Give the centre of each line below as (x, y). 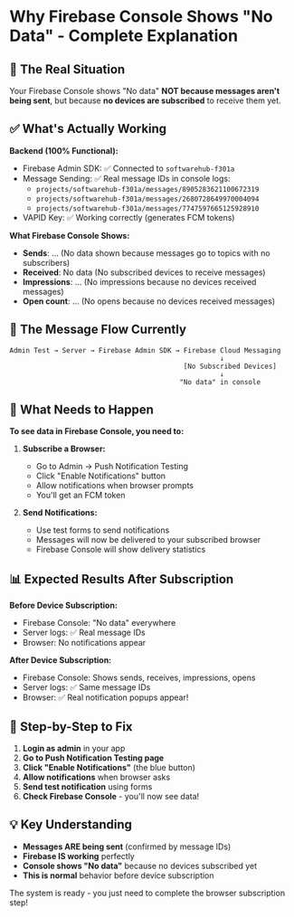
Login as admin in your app (74, 749)
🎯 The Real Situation (67, 69)
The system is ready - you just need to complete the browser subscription (147, 893)
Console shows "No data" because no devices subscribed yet (140, 865)
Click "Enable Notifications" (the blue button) (109, 768)
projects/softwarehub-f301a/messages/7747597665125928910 (147, 208)
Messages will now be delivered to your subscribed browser (148, 540)
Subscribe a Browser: (64, 449)
